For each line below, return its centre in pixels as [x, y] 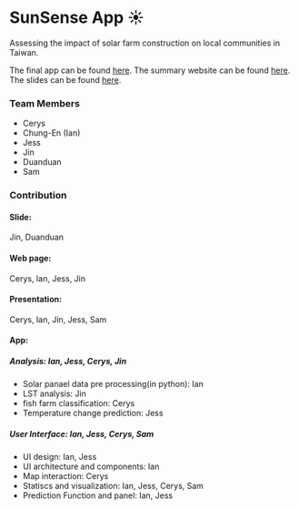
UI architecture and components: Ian [91, 466]
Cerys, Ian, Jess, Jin [48, 278]
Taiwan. [24, 52]
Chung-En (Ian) [51, 133]
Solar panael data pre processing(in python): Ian [113, 384]
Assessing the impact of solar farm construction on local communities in [145, 43]
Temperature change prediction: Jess [93, 413]
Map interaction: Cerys [65, 476]
